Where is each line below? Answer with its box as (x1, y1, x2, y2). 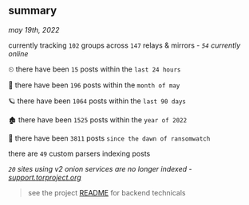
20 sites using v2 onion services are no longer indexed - (8, 164, 192, 173)
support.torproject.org (8, 172, 81, 182)
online (8, 48, 29, 58)
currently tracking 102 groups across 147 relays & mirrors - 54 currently (8, 41, 241, 50)
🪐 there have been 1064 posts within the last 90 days (8, 96, 186, 106)
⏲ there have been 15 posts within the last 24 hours (8, 64, 181, 74)
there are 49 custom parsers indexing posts (8, 149, 151, 158)
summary (8, 4, 57, 17)
